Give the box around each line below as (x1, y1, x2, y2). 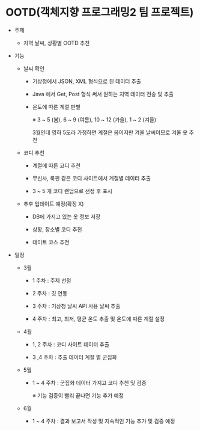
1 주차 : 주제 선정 (32, 277, 71, 284)
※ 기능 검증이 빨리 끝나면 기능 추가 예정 (32, 392, 124, 399)
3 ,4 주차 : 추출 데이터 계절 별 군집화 (32, 353, 118, 361)
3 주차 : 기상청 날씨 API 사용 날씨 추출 (32, 302, 121, 310)
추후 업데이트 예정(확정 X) (23, 200, 84, 207)
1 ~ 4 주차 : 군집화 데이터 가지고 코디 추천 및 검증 (32, 379, 147, 386)
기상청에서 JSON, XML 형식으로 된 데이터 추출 (32, 78, 142, 85)
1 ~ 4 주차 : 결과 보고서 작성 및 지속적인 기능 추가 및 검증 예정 (32, 417, 175, 425)
